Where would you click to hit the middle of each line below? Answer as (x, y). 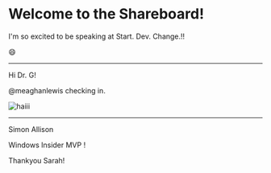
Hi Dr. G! (22, 75)
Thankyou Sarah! (37, 160)
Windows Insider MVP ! (47, 145)
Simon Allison (31, 129)
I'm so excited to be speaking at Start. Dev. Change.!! (97, 36)
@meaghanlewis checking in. (57, 90)
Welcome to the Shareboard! (106, 14)
